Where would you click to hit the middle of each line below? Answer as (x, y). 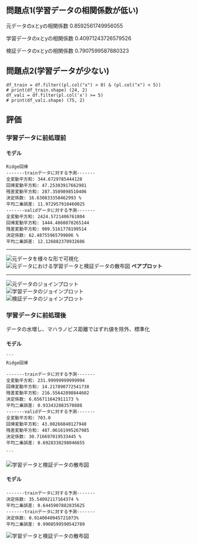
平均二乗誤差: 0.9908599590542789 (45, 524)
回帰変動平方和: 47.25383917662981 (46, 186)
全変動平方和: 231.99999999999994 (45, 380)
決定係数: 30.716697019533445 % (44, 436)
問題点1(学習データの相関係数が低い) (72, 11)
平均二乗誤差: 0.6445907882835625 (45, 505)
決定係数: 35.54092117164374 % (43, 499)
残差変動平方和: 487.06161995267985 (48, 430)
